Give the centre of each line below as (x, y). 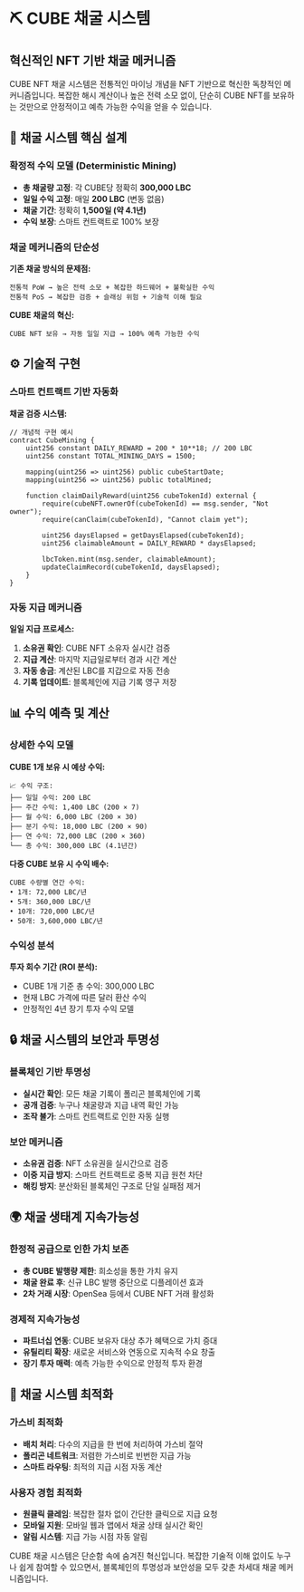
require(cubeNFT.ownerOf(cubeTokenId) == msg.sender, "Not (156, 504)
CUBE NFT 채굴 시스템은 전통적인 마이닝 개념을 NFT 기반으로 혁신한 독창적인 (146, 84)
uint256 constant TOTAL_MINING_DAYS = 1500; (111, 456)
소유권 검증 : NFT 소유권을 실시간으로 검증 (95, 1163)
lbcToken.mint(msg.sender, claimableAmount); (129, 559)
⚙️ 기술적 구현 (45, 364)
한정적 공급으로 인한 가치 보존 (69, 1249)
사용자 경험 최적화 (46, 1492)
